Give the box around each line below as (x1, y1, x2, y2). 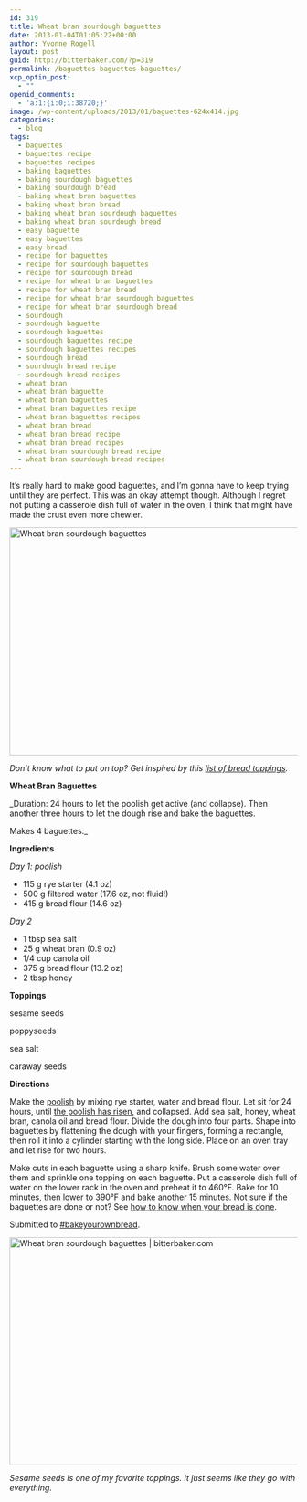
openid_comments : (9, 90, 76, 99)
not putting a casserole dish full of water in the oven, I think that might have (9, 500, 293, 511)
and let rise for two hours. (9, 1145, 107, 1156)
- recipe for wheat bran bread (17, 285, 137, 294)
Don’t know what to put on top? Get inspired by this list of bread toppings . (9, 763, 289, 774)
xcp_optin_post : (9, 73, 71, 82)
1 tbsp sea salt (22, 934, 78, 945)
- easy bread (17, 243, 68, 252)
